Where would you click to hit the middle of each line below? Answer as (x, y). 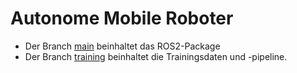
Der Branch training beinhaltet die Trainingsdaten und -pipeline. (156, 56)
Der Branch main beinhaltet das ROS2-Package (122, 46)
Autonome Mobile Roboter (122, 18)
